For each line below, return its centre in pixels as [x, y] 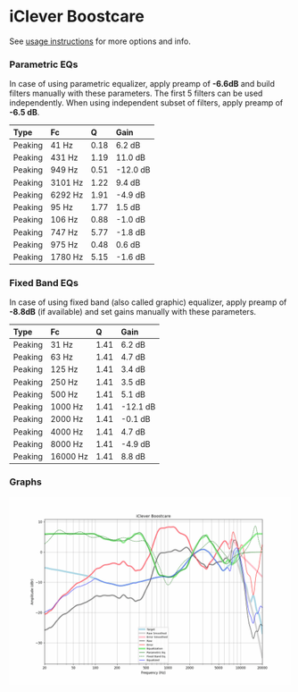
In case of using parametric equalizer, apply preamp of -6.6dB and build [142, 84]
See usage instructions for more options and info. [100, 41]
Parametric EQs [44, 64]
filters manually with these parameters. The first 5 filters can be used [136, 93]
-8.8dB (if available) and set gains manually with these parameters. [133, 312]
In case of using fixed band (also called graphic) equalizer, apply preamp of [148, 302]
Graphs [25, 482]
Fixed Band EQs [44, 283]
